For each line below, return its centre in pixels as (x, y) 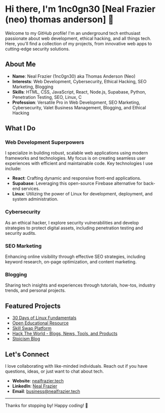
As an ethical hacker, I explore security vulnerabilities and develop (72, 222)
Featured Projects (33, 306)
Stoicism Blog (26, 339)
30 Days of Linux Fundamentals (44, 318)
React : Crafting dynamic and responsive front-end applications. (77, 178)
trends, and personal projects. (36, 290)
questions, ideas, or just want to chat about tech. (55, 371)
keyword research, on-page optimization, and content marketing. (71, 262)
